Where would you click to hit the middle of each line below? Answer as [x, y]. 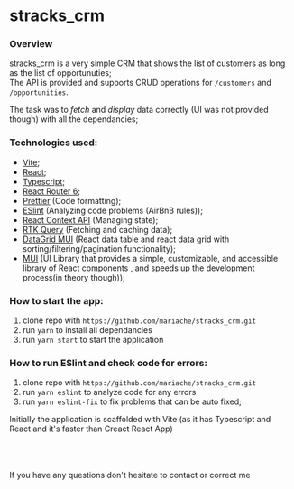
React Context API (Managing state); [90, 220]
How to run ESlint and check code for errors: [108, 363]
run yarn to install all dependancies [87, 330]
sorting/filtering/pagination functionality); [99, 248]
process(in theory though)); [73, 277]
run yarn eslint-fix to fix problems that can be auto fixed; [132, 401]
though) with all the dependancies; [74, 119]
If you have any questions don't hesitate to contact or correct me [130, 475]
